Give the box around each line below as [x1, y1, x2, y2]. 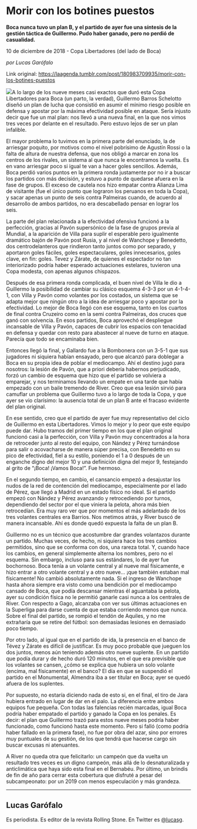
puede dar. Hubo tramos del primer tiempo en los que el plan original [6, 427, 172, 434]
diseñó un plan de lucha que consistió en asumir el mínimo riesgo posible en [6, 101, 191, 108]
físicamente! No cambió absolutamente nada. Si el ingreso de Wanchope [6, 575, 182, 582]
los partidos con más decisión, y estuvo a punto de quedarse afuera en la [6, 175, 184, 182]
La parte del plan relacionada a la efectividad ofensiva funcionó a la [6, 218, 169, 225]
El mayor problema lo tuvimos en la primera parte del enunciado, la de [6, 137, 176, 145]
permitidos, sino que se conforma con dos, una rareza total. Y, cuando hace [6, 543, 189, 551]
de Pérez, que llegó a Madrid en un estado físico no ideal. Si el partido [6, 488, 176, 495]
